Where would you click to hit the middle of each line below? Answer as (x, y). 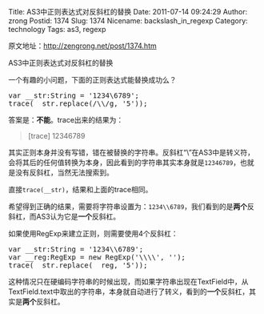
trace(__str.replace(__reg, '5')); (78, 266)
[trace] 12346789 (56, 136)
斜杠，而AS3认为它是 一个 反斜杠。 (64, 216)
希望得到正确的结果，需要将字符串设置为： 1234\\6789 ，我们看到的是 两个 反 (131, 206)
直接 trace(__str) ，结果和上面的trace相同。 (80, 189)
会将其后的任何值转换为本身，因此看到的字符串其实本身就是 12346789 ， (124, 162)
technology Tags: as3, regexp (57, 29)
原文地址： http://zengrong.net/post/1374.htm (83, 46)
